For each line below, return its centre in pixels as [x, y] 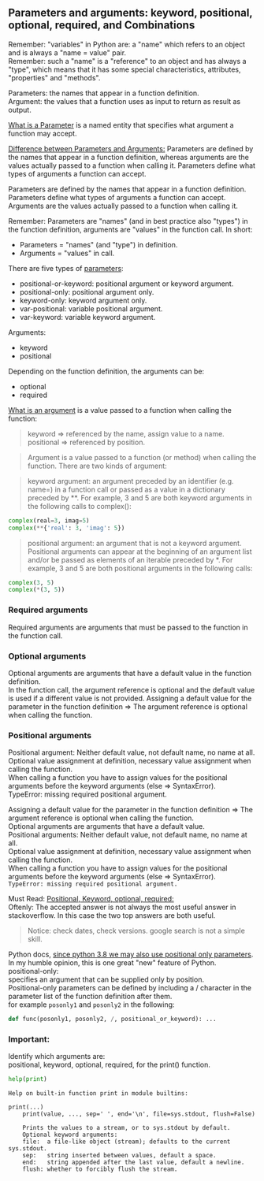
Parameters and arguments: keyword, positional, [130, 13]
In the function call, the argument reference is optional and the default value [132, 689]
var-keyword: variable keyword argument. [87, 317]
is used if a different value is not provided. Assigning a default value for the [130, 698]
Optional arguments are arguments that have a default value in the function [130, 673]
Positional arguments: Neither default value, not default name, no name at [128, 835]
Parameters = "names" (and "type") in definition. [99, 244]
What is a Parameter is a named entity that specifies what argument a [121, 124]
